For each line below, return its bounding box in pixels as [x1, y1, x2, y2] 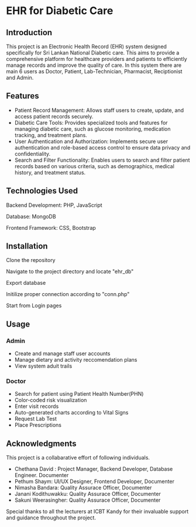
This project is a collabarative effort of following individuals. [6, 454, 150, 461]
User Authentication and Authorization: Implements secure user [14, 138, 169, 145]
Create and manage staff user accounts [14, 350, 111, 357]
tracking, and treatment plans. [14, 131, 88, 138]
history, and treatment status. [14, 169, 86, 176]
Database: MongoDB [6, 213, 57, 220]
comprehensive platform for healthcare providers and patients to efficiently [6, 56, 187, 62]
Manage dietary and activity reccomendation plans [14, 356, 137, 363]
